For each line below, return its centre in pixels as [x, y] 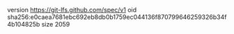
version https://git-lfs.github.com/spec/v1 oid [72, 10]
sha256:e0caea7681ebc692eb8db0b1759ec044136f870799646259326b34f [117, 17]
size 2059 [56, 24]
